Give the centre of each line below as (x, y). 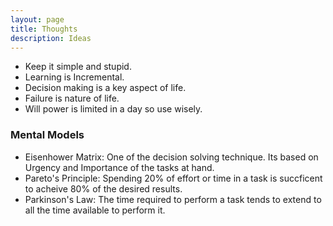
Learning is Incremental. (74, 77)
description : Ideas (51, 38)
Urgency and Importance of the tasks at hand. (119, 167)
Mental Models (47, 135)
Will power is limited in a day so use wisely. (113, 109)
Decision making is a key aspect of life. (105, 88)
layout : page (37, 19)
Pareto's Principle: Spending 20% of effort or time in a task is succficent (173, 178)
